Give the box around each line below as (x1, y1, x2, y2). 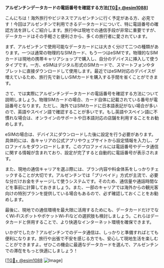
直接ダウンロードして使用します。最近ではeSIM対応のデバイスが (26, 68, 156, 74)
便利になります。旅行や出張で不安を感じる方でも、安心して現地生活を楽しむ (5, 236, 159, 241)
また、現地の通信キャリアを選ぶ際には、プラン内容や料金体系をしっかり (5, 166, 150, 172)
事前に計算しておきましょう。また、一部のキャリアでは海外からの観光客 (13, 185, 159, 190)
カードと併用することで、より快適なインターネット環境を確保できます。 (9, 219, 154, 225)
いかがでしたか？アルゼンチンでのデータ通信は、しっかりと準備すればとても (5, 230, 159, 235)
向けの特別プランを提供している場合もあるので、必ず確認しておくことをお (5, 191, 155, 196)
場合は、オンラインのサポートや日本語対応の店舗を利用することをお (18, 115, 155, 121)
